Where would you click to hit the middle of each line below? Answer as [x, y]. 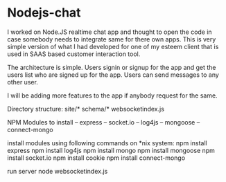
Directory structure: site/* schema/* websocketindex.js [86, 109]
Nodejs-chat [44, 13]
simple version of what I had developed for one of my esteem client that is [113, 46]
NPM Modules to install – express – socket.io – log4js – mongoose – [104, 122]
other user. [23, 82]
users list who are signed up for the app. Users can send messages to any [113, 75]
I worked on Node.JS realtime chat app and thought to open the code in [110, 32]
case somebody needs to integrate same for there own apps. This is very [112, 39]
